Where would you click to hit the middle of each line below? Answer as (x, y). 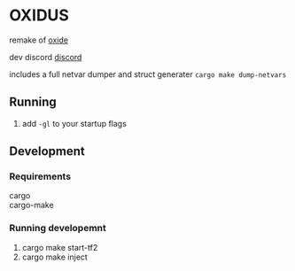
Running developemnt (58, 228)
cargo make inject (55, 257)
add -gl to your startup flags (74, 123)
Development (47, 151)
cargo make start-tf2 (60, 247)
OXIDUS (39, 15)
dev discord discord (46, 57)
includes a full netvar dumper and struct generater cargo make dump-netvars (148, 74)
